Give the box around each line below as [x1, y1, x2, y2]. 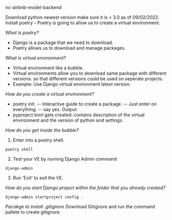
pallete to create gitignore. [5, 209, 61, 215]
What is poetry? [5, 30, 39, 35]
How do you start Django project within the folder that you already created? [5, 185, 165, 191]
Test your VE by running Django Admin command [12, 156, 117, 162]
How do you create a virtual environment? [5, 91, 94, 97]
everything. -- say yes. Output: [12, 106, 78, 112]
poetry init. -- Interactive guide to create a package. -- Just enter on [12, 101, 157, 107]
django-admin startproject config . [5, 194, 83, 200]
